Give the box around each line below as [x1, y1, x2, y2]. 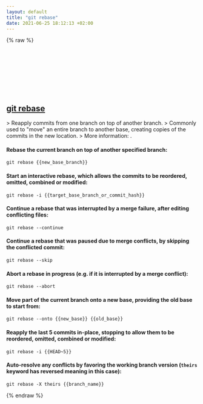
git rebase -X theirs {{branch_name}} [6, 381, 104, 387]
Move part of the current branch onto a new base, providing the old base [6, 296, 193, 303]
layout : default [6, 8, 47, 15]
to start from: [6, 302, 41, 310]
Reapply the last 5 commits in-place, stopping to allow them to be [6, 329, 175, 336]
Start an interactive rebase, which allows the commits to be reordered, [6, 172, 187, 179]
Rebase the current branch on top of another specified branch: [6, 146, 168, 153]
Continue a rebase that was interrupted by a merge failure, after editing [6, 205, 190, 212]
